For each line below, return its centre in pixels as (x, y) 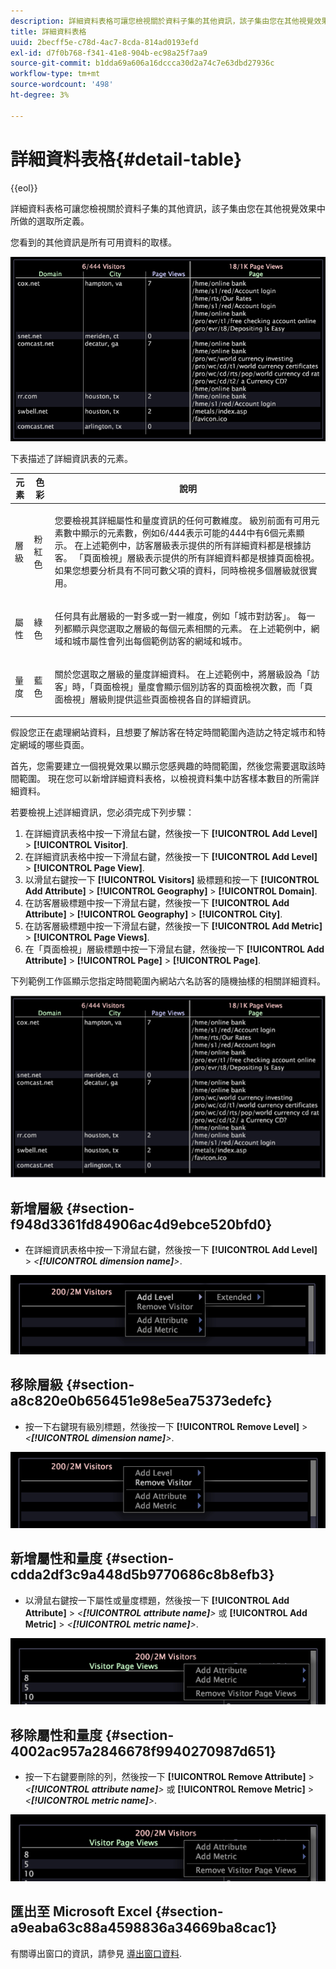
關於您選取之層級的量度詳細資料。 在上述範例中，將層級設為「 (183, 674)
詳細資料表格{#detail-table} (126, 159)
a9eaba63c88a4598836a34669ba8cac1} (144, 1928)
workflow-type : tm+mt (55, 74)
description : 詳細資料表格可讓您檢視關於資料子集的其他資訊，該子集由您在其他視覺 (162, 21)
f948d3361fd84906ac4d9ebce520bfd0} (141, 1224)
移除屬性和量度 (56, 1735)
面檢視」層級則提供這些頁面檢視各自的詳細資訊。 (155, 699)
